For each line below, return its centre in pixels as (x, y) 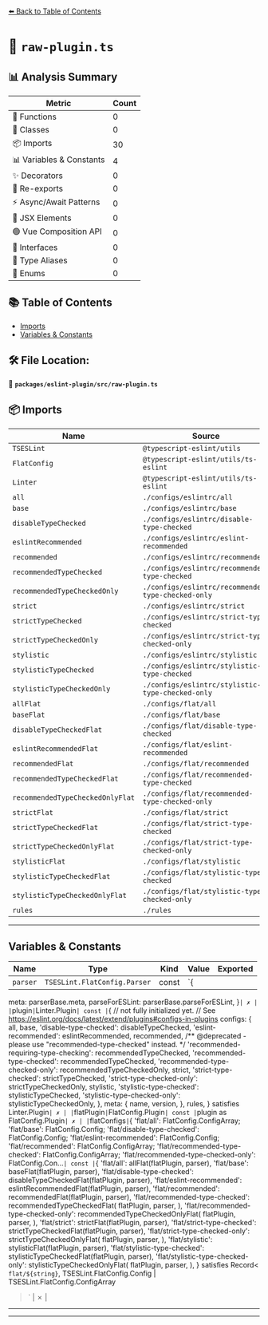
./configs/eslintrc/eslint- (196, 538)
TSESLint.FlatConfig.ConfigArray (62, 1282)
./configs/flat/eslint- (187, 745)
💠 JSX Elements (42, 218)
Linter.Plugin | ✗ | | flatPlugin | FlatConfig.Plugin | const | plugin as (118, 1113)
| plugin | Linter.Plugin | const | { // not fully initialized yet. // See (112, 1011)
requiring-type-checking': (51, 1053)
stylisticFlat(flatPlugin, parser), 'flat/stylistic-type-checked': (106, 1248)
